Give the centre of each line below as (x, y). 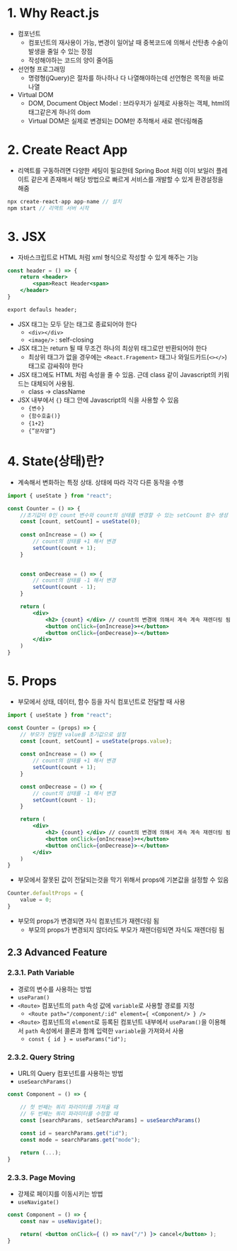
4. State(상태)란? (56, 461)
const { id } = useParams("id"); (77, 1039)
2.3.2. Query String (41, 1057)
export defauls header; (42, 310)
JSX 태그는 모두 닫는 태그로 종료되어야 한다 (77, 324)
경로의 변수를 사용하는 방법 (54, 989)
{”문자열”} (42, 431)
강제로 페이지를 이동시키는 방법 (60, 1194)
